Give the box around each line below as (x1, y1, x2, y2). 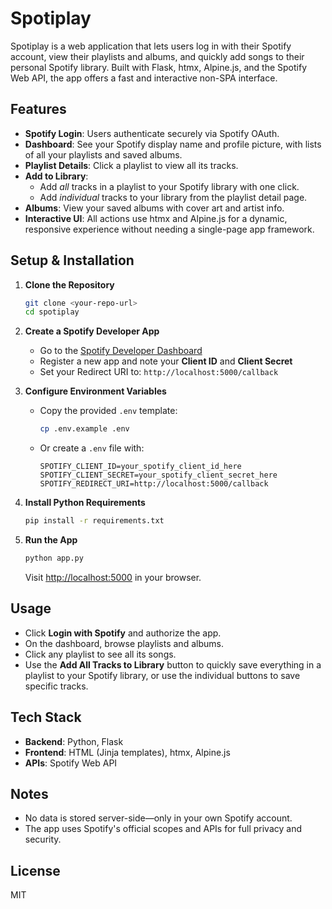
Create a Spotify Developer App (24, 325, 160, 337)
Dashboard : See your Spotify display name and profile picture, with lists (24, 138, 322, 150)
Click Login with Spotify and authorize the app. (24, 627, 222, 639)
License (10, 862, 61, 879)
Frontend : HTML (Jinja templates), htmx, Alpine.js (24, 746, 231, 758)
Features (10, 101, 67, 118)
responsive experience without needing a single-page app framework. (24, 223, 315, 235)
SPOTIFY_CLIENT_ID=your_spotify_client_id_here (39, 462, 242, 472)
